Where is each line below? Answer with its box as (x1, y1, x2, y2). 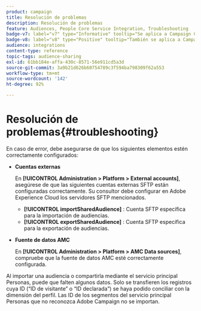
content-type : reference (6, 48, 68, 54)
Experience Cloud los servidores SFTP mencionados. (14, 193, 147, 201)
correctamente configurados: (6, 151, 79, 159)
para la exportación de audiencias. (23, 225, 109, 232)
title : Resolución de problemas (6, 14, 87, 20)
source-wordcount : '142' (6, 76, 68, 82)
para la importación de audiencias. (23, 211, 109, 219)
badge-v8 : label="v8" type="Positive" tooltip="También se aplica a (6, 37, 181, 43)
